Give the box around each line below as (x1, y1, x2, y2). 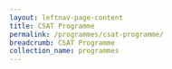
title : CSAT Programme (9, 22, 95, 30)
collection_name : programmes (9, 47, 119, 56)
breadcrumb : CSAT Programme (9, 38, 116, 47)
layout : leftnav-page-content (9, 13, 124, 22)
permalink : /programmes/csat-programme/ (9, 30, 165, 39)
